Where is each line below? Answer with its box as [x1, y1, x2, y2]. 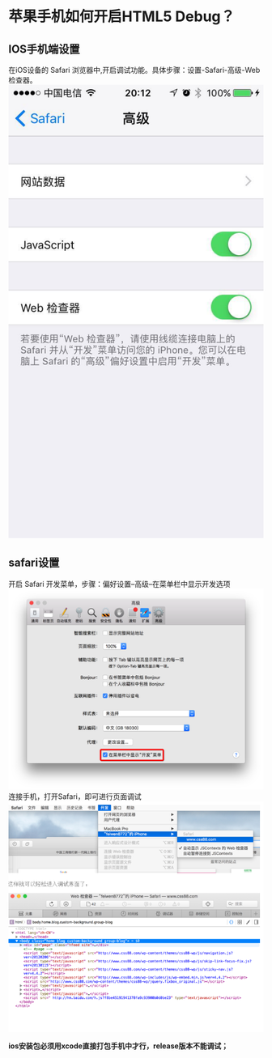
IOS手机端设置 [8, 42, 80, 56]
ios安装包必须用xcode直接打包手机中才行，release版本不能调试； [8, 1041, 229, 1051]
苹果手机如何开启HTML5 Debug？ [8, 7, 236, 26]
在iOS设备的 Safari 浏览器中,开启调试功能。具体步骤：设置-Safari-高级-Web [8, 66, 261, 74]
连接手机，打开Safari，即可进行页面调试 [8, 792, 142, 801]
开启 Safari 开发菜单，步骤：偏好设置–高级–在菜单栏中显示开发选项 [8, 579, 231, 588]
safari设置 [8, 556, 60, 570]
